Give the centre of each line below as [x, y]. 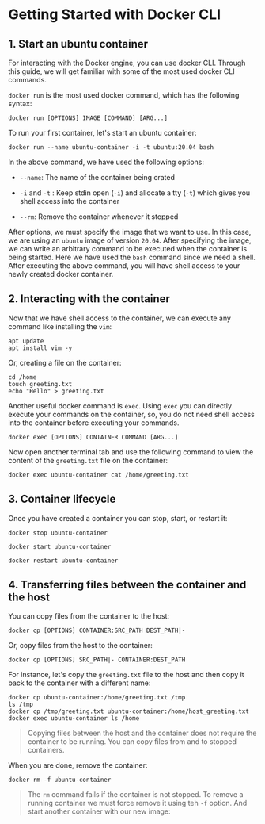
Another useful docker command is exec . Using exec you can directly [120, 405]
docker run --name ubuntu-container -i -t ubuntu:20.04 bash [111, 148]
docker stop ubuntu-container [58, 533]
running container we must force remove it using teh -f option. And [137, 803]
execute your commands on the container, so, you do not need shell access [132, 414]
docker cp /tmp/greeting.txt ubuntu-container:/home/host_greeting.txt [129, 711]
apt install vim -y [40, 348]
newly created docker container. [61, 274]
